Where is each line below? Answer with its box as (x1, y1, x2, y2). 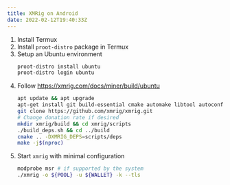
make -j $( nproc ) (16, 140, 64, 147)
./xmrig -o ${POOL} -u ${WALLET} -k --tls (16, 172, 141, 179)
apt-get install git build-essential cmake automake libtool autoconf (16, 101, 224, 108)
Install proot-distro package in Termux (16, 42, 129, 51)
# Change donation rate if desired (16, 114, 119, 121)
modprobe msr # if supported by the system (16, 165, 144, 172)
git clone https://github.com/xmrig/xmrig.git (16, 108, 153, 114)
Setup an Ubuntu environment (16, 49, 103, 58)
